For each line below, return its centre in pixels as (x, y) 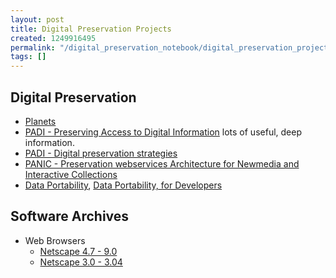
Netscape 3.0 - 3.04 (81, 262)
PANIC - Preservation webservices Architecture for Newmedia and (162, 163)
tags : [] (28, 57)
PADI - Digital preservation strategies (101, 153)
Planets (40, 121)
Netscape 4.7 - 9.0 (78, 251)
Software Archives (70, 216)
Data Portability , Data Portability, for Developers (123, 185)
